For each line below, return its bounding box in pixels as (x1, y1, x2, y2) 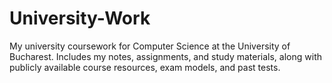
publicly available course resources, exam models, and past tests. (9, 61, 281, 73)
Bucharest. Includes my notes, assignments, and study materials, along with (9, 50, 322, 62)
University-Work (9, 7, 151, 30)
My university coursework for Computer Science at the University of (9, 40, 291, 52)
